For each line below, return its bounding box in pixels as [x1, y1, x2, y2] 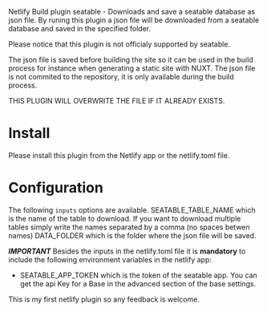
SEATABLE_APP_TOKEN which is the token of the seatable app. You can [19, 270, 258, 280]
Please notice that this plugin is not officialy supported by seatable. [8, 39, 231, 49]
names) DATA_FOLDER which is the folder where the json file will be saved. [8, 230, 257, 240]
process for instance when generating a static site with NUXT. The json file [8, 63, 256, 73]
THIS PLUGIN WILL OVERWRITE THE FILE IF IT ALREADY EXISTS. [8, 96, 225, 105]
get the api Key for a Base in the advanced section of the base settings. [19, 278, 257, 288]
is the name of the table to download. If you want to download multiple [8, 213, 241, 223]
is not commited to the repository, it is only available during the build [8, 72, 234, 81]
